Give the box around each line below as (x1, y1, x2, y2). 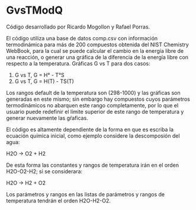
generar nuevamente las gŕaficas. (6, 114, 89, 122)
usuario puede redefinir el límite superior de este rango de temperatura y (6, 108, 184, 115)
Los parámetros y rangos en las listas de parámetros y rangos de (6, 190, 165, 198)
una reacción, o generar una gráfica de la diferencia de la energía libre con (6, 53, 188, 61)
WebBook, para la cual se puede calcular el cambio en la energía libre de (6, 47, 184, 54)
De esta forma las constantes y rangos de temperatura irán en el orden (6, 161, 179, 168)
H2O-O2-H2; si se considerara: (6, 167, 83, 175)
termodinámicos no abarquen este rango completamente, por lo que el (6, 101, 179, 109)
